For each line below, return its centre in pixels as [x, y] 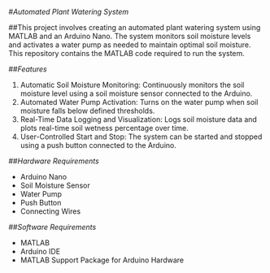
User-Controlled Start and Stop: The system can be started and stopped [141, 136]
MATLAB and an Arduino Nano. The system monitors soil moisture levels [130, 36]
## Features [28, 69]
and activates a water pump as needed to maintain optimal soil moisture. [130, 45]
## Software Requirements [52, 227]
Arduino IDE [40, 251]
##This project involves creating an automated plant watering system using [135, 27]
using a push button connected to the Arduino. [98, 145]
